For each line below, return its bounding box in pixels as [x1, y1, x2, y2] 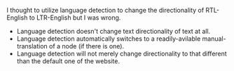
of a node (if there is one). [48, 42, 124, 50]
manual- [202, 34, 226, 43]
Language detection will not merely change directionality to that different [16, 49, 227, 58]
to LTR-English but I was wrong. [29, 13, 121, 22]
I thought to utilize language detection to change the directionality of [6, 6, 205, 14]
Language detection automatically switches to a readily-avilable [16, 34, 201, 43]
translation [16, 42, 48, 50]
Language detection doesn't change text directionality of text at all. [16, 27, 211, 35]
